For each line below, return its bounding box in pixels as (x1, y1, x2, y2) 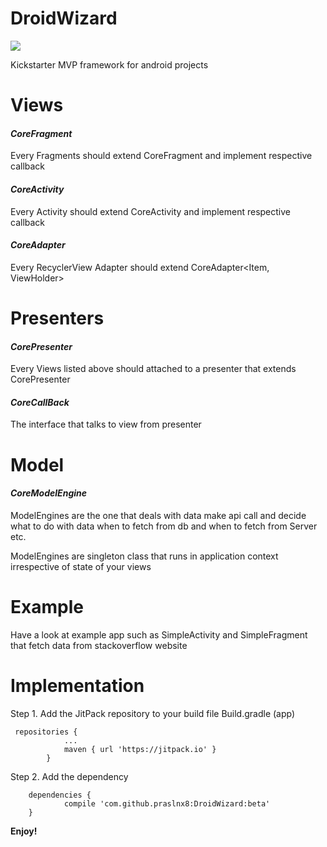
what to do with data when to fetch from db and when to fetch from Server (10, 520, 318, 532)
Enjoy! (10, 825, 38, 837)
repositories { (14, 727, 78, 737)
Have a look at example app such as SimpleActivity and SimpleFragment (10, 628, 308, 641)
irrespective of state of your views (10, 560, 152, 572)
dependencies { (28, 790, 92, 800)
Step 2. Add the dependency (10, 770, 129, 782)
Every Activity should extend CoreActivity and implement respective (10, 205, 291, 217)
